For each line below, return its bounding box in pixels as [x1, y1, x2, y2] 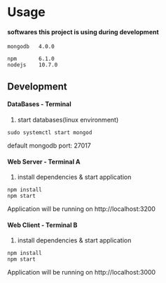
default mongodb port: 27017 [7, 141, 91, 150]
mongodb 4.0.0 [7, 43, 55, 50]
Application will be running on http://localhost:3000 [7, 268, 156, 277]
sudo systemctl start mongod [7, 129, 92, 136]
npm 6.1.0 [7, 55, 55, 63]
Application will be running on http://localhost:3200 [7, 205, 156, 213]
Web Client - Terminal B [7, 221, 78, 229]
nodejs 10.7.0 [7, 61, 58, 68]
